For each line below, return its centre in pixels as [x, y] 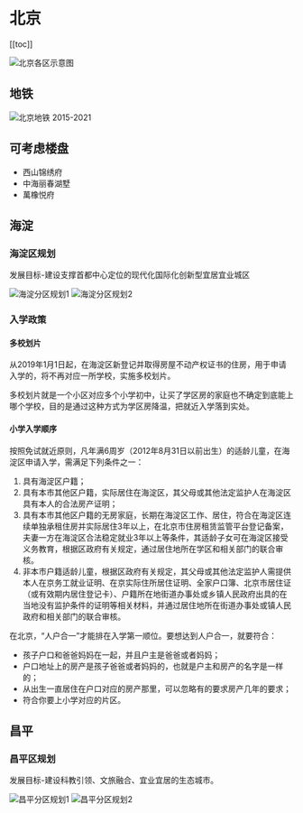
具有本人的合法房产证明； [70, 504]
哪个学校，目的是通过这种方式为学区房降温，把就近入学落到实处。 [132, 406]
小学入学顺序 [33, 429]
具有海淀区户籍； [54, 481]
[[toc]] [21, 44]
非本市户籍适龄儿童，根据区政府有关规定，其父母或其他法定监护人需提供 [156, 571]
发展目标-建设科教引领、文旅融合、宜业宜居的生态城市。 [114, 781]
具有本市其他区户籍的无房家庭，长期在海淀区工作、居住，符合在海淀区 [153, 514]
